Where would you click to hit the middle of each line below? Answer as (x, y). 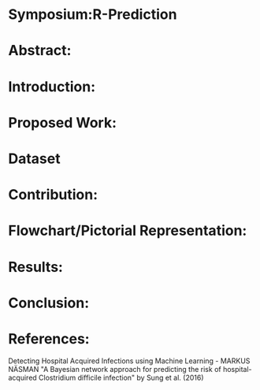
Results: (35, 267)
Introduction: (52, 86)
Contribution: (53, 195)
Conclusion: (49, 303)
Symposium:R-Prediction (93, 15)
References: (49, 338)
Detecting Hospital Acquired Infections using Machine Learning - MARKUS (129, 361)
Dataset (34, 158)
